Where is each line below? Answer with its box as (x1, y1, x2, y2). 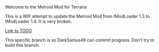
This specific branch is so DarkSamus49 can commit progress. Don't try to (5, 37, 155, 43)
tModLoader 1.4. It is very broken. (5, 19, 72, 24)
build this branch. (5, 42, 40, 48)
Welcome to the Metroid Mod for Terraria (5, 4, 87, 10)
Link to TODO (5, 28, 32, 33)
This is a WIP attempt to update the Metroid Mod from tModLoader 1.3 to (5, 13, 150, 19)
